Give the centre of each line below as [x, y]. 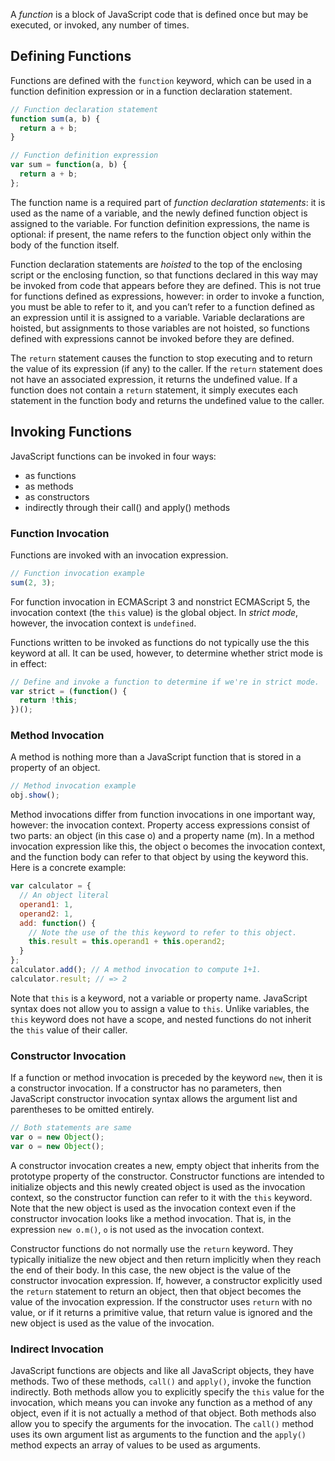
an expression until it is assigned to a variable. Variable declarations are [157, 317]
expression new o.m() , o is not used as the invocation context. [137, 1229]
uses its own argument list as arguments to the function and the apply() [158, 1435]
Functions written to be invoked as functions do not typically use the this [160, 642]
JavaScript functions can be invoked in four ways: [113, 456]
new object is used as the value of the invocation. [112, 1323]
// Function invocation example [77, 573]
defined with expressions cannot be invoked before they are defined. [152, 338]
